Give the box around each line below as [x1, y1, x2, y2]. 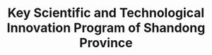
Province [78, 35, 134, 51]
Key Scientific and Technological [7, 5, 205, 21]
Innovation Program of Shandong [6, 20, 206, 36]
